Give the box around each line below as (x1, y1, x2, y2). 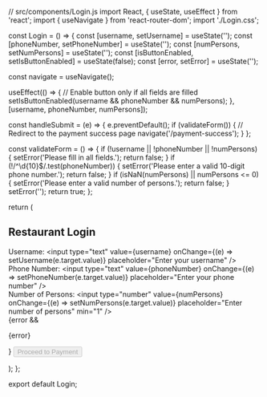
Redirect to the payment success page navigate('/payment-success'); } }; (8, 128, 252, 138)
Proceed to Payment (17, 347, 79, 356)
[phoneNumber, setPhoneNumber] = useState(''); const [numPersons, (8, 39, 241, 49)
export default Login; (8, 379, 78, 388)
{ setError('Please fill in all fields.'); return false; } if (8, 152, 176, 162)
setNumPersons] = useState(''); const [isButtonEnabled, (8, 48, 194, 57)
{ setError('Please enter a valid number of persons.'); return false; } (8, 178, 230, 188)
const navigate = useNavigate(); (8, 72, 115, 81)
